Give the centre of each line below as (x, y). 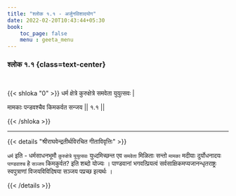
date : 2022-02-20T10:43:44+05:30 (56, 20)
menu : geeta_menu (47, 40)
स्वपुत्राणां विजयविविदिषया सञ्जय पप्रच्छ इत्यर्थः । (60, 171)
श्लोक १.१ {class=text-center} (57, 65)
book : (15, 27)
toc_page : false (44, 33)
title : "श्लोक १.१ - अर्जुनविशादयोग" (52, 14)
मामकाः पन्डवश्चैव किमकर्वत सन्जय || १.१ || (56, 107)
